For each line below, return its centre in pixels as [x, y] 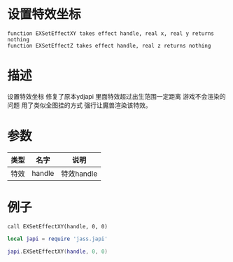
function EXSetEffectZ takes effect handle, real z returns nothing [109, 46]
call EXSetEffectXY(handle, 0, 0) [58, 226]
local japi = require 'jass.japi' [58, 239]
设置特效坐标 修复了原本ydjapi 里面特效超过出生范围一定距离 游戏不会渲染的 [116, 96]
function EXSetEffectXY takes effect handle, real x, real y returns [111, 33]
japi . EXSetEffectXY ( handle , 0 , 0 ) [58, 251]
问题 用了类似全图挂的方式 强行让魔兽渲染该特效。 [79, 105]
